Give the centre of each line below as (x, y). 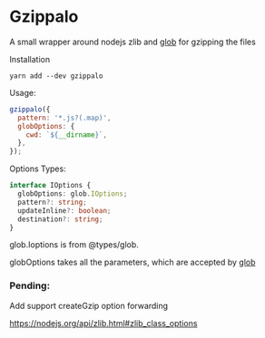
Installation (30, 59)
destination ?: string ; (60, 219)
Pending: (30, 285)
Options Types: (38, 169)
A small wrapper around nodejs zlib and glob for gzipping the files (132, 42)
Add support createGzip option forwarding (89, 305)
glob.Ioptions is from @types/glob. (74, 245)
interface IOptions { (50, 186)
